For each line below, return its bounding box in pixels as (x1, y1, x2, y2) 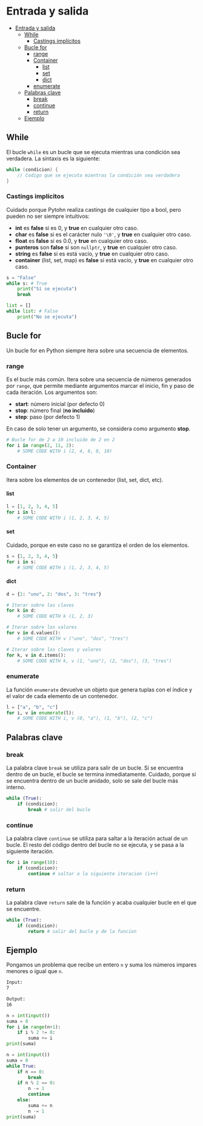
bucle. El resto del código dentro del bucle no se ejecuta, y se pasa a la (6, 841, 184, 848)
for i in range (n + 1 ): (6, 1024, 61, 1030)
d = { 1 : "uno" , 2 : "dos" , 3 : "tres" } (6, 591, 102, 597)
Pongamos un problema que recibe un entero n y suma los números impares (6, 961, 197, 969)
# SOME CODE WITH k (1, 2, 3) (17, 613, 94, 620)
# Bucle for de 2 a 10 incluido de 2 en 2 (6, 436, 115, 443)
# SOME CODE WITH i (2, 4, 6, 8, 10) (17, 448, 113, 454)
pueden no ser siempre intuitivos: (6, 212, 90, 220)
